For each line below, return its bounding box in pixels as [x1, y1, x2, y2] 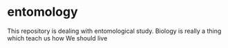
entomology [7, 4, 78, 20]
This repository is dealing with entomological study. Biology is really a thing [7, 27, 222, 35]
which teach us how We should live [7, 34, 108, 42]
